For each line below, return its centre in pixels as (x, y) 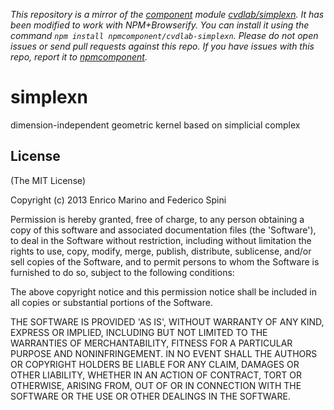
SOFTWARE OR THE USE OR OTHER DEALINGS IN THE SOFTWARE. (150, 396)
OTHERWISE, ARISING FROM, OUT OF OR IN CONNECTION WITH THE (156, 385)
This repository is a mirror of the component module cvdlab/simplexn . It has (167, 14)
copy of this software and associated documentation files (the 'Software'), (163, 230)
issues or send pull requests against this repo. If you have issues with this (162, 46)
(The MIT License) (48, 180)
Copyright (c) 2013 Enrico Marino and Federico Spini (118, 200)
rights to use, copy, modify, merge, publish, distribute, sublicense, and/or (161, 251)
